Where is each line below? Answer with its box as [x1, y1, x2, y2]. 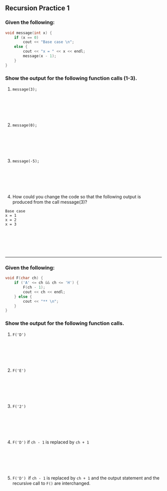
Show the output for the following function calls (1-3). [5, 74, 138, 81]
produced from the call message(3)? [12, 199, 87, 205]
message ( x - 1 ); [23, 53, 57, 59]
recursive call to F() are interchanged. [12, 480, 91, 486]
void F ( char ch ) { [5, 276, 43, 281]
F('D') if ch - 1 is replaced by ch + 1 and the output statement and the [12, 475, 160, 481]
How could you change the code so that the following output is [12, 193, 141, 199]
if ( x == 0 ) [14, 35, 39, 40]
